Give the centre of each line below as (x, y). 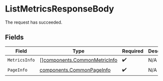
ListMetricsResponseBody (60, 9)
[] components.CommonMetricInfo (79, 60)
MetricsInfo (21, 60)
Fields (15, 37)
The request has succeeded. (34, 22)
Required (133, 51)
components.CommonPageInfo (75, 70)
